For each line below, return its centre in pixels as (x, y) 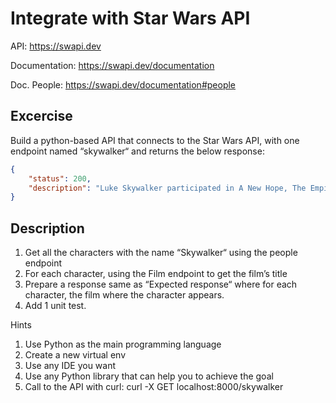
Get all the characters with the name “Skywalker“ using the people (161, 253)
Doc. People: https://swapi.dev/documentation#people (123, 84)
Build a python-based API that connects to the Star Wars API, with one (155, 140)
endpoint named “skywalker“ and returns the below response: (137, 151)
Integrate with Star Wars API (130, 18)
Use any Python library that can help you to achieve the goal (149, 376)
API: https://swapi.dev (56, 46)
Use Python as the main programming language (123, 344)
